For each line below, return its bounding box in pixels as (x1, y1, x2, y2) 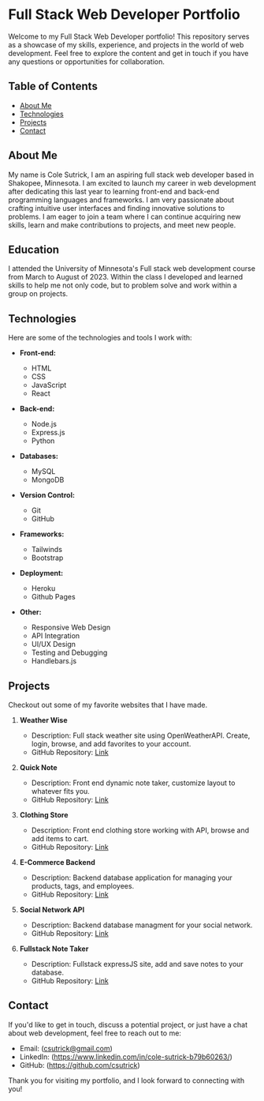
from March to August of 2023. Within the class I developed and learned (8, 272, 243, 282)
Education (8, 242, 60, 256)
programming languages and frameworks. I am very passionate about (8, 195, 235, 205)
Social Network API (19, 905, 85, 914)
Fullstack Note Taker (19, 944, 89, 953)
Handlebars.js (31, 656, 77, 666)
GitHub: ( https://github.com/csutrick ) (19, 1060, 140, 1069)
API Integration (31, 631, 80, 641)
